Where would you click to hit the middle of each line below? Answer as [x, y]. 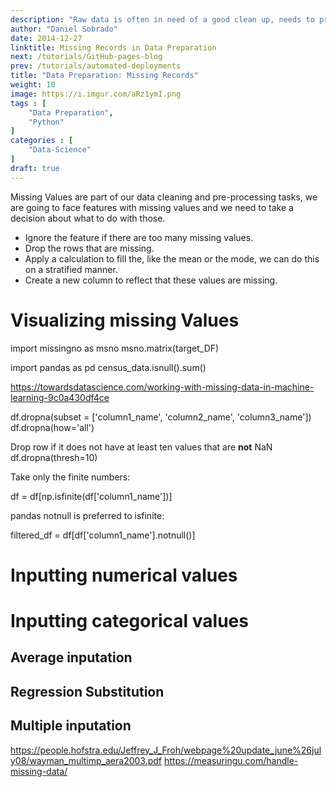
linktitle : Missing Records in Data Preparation [113, 47]
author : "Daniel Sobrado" [64, 29]
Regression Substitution [87, 691]
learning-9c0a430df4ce [60, 397]
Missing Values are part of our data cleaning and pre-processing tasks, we [164, 197]
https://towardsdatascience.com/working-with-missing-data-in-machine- [162, 387]
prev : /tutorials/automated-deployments [96, 66]
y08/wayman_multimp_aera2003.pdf [86, 760]
